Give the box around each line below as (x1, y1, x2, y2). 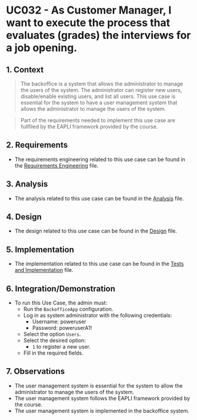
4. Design (6, 212, 42, 222)
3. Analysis (6, 179, 48, 189)
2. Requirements (6, 140, 68, 150)
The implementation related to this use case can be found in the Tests (14, 260, 184, 267)
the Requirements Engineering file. (14, 162, 99, 169)
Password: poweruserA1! (32, 324, 92, 332)
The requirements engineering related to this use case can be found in (14, 156, 185, 163)
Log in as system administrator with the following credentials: (23, 312, 172, 319)
